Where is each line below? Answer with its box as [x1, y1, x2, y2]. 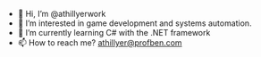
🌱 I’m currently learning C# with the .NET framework [17, 28, 211, 37]
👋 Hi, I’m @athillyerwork [17, 9, 106, 19]
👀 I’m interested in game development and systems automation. [17, 18, 252, 28]
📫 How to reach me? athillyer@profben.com [17, 37, 182, 48]
